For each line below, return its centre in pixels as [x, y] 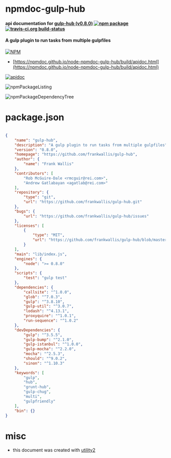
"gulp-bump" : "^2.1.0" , [49, 340]
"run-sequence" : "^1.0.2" [51, 321]
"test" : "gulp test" [45, 278]
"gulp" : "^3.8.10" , [44, 302]
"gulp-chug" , [37, 392]
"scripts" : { [28, 273]
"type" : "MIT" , [49, 235]
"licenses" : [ [29, 226]
